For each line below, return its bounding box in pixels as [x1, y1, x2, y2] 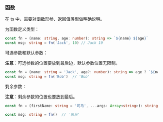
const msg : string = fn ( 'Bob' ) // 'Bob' [5, 74, 90, 79]
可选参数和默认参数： [5, 50, 48, 56]
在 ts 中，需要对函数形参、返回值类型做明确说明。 [5, 16, 105, 22]
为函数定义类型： [5, 27, 39, 32]
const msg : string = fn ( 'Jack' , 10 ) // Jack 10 [5, 41, 103, 45]
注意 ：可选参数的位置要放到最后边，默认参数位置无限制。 [5, 60, 120, 66]
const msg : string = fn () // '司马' [5, 112, 80, 117]
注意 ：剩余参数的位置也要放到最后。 [5, 94, 78, 99]
